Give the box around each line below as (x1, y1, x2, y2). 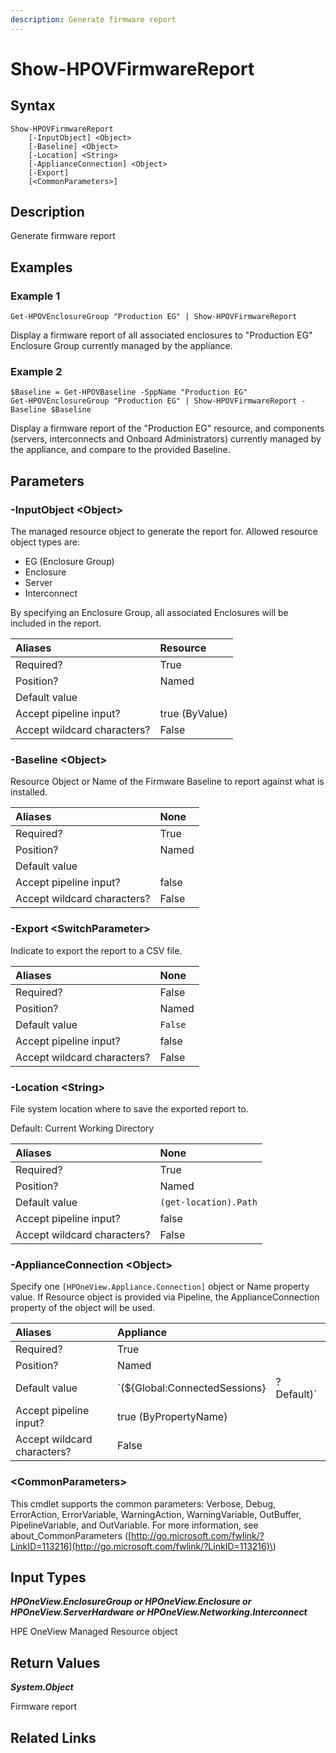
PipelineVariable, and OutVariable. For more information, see (10, 1519, 259, 1531)
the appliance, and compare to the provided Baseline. (10, 444, 231, 456)
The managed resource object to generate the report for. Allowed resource (10, 526, 318, 538)
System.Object (10, 1681, 74, 1693)
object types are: (10, 536, 80, 548)
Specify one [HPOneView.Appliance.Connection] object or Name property (10, 1281, 310, 1293)
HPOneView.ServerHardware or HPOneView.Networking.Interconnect (10, 1606, 308, 1618)
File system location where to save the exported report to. (10, 1103, 249, 1115)
